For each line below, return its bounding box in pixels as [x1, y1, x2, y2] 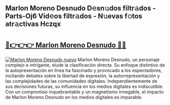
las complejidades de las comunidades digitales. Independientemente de [5, 78, 158, 84]
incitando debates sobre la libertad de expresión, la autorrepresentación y [5, 73, 160, 79]
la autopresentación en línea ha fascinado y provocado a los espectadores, [5, 68, 162, 73]
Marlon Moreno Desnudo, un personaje [78, 57, 160, 63]
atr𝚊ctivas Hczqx [5, 20, 61, 28]
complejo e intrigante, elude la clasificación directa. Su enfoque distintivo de [5, 62, 165, 68]
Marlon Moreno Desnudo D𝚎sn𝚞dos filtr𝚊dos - [5, 4, 156, 13]
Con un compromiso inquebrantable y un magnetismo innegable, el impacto [5, 89, 164, 95]
